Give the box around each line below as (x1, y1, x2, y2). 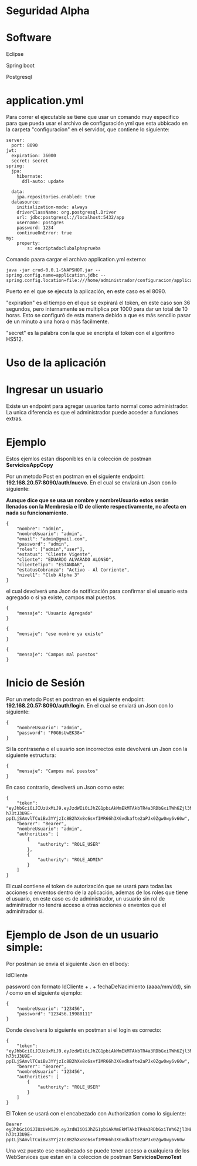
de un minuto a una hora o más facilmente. (6, 318, 110, 325)
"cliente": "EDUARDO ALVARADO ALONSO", (16, 557, 114, 563)
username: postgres (16, 220, 64, 226)
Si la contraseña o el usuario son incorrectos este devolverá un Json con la (6, 746, 188, 753)
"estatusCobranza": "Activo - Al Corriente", (16, 567, 130, 573)
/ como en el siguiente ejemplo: (6, 989, 82, 996)
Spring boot (6, 62, 35, 69)
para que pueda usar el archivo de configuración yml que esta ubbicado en (6, 119, 188, 127)
